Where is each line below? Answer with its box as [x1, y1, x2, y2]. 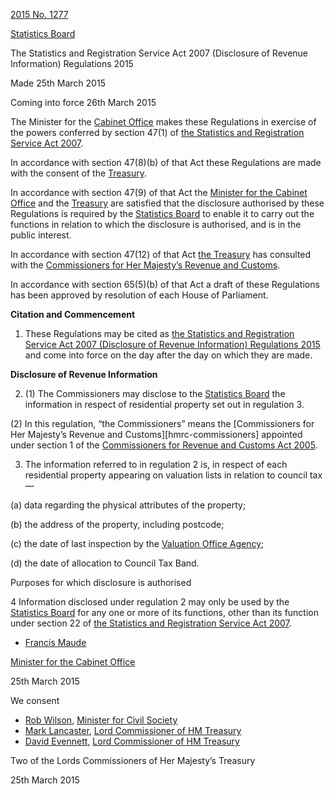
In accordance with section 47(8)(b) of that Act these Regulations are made [10, 157, 322, 168]
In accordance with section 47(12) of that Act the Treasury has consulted [10, 249, 312, 260]
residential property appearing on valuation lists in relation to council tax [24, 469, 323, 481]
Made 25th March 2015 [10, 77, 106, 89]
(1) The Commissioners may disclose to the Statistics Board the [24, 388, 286, 399]
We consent [10, 695, 60, 706]
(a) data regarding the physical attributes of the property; [10, 499, 247, 511]
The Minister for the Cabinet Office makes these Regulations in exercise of [10, 116, 317, 128]
